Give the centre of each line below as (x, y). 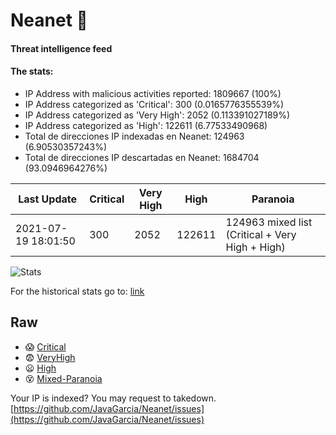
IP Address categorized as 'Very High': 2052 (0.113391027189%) (157, 115)
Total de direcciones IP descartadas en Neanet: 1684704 (142, 157)
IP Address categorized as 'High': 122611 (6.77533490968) (146, 125)
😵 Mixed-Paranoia (63, 378)
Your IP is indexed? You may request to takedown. (113, 398)
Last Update (48, 199)
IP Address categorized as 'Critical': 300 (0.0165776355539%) (154, 104)
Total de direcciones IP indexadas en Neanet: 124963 (134, 136)
